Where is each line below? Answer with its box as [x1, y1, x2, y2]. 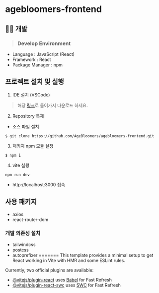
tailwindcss [12, 241, 36, 248]
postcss [12, 247, 29, 253]
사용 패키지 [5, 198, 37, 206]
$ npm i [5, 153, 21, 158]
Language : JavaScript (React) [12, 51, 75, 57]
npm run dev [5, 172, 30, 177]
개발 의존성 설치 [5, 230, 41, 237]
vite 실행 [12, 162, 30, 168]
